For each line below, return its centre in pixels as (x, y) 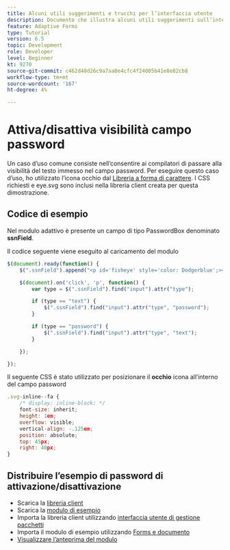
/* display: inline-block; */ (63, 403)
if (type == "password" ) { (70, 326)
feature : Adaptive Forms (42, 26)
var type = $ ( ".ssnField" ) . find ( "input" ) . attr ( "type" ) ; (113, 289)
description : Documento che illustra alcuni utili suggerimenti (101, 20)
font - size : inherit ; (49, 410)
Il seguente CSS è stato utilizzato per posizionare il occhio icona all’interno (113, 377)
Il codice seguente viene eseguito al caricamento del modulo (93, 251)
